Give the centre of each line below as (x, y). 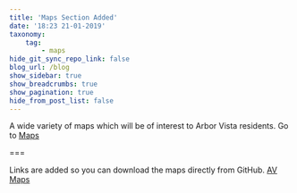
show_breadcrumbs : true (54, 84)
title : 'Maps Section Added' (64, 17)
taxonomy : (28, 34)
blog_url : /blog (39, 68)
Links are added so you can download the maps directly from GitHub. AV (143, 170)
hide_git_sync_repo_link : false (69, 59)
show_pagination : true (51, 92)
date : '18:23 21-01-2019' (57, 26)
